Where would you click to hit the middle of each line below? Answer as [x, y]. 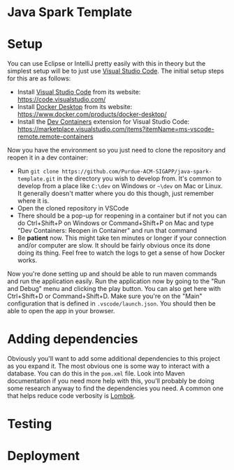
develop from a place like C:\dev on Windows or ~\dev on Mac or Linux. [120, 186]
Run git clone [38, 171]
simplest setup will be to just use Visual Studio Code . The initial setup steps [116, 71]
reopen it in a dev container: [48, 157]
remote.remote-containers [55, 136]
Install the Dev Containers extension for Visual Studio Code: [103, 122]
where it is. [33, 201]
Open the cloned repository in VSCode [73, 208]
